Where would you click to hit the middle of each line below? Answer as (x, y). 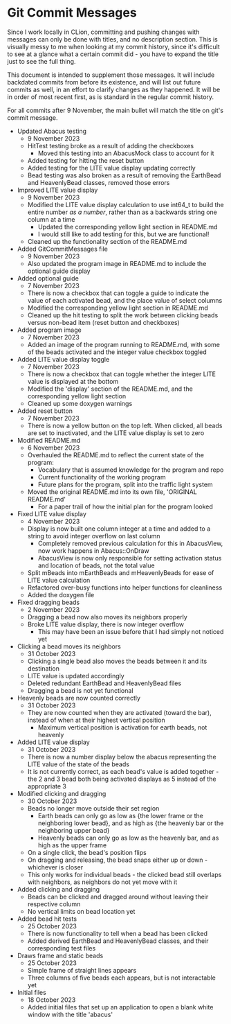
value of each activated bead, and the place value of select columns (125, 300)
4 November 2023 (54, 521)
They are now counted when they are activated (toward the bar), (120, 712)
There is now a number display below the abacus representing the (122, 757)
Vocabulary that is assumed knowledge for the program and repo (131, 470)
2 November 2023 (54, 609)
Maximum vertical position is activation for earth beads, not (122, 727)
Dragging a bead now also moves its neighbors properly (108, 617)
